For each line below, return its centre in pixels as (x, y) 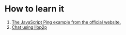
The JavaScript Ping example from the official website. (66, 22)
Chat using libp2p (29, 27)
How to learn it (34, 9)
